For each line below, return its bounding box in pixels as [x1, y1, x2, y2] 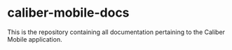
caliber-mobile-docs [7, 5, 130, 21]
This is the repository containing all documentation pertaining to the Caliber [7, 28, 226, 36]
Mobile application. [7, 35, 62, 43]
